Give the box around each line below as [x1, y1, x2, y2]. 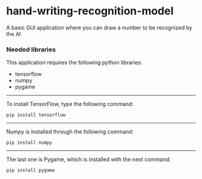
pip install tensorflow [6, 112, 66, 118]
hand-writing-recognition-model [6, 4, 174, 18]
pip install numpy [6, 139, 52, 146]
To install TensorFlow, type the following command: [6, 101, 134, 108]
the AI [6, 30, 21, 37]
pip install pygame [6, 168, 55, 174]
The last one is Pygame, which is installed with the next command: [6, 156, 171, 163]
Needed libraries [6, 45, 56, 53]
